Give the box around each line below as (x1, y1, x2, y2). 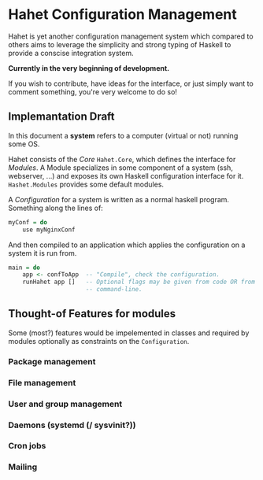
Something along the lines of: (8, 203, 104, 212)
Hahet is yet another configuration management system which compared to (8, 31, 254, 41)
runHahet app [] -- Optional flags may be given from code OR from (22, 278, 256, 286)
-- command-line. (85, 286, 143, 294)
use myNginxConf (22, 226, 76, 234)
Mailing (8, 462, 38, 473)
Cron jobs (8, 441, 46, 452)
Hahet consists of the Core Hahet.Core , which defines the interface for (8, 154, 236, 164)
